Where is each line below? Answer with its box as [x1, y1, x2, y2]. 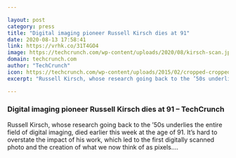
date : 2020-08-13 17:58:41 [7, 36, 86, 43]
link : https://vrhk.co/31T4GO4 [7, 43, 99, 50]
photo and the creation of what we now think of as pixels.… [7, 143, 179, 151]
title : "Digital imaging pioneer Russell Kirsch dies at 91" [7, 29, 190, 37]
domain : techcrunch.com [7, 55, 77, 63]
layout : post [7, 16, 46, 23]
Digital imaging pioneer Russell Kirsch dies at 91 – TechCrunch [7, 105, 225, 114]
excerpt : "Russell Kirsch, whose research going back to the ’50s [7, 75, 206, 82]
